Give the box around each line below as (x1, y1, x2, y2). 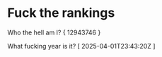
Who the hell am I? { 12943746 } (7, 28, 101, 37)
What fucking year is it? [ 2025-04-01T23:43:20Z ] (7, 42, 156, 50)
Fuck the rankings (7, 5, 115, 21)
